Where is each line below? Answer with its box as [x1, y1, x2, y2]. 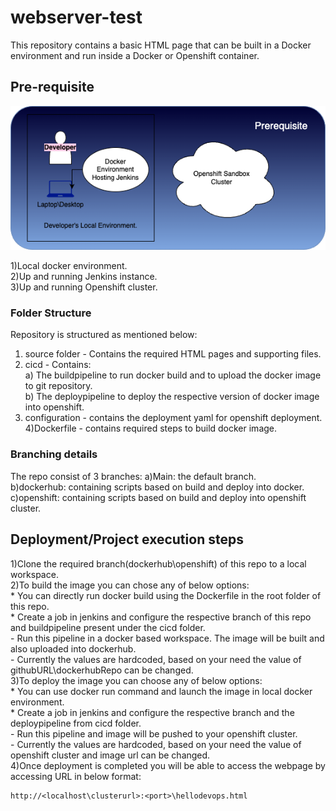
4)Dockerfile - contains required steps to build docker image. [24, 422, 278, 435]
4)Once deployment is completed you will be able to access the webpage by [10, 759, 326, 771]
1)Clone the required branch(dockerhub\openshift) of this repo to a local [10, 557, 307, 570]
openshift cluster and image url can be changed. [10, 749, 211, 761]
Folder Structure [10, 306, 92, 320]
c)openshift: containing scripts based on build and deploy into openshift [10, 491, 307, 503]
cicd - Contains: [24, 359, 92, 371]
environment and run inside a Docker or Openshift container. [10, 49, 260, 61]
